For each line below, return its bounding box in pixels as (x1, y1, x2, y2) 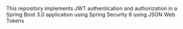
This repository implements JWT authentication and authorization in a (6, 5, 178, 12)
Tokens (6, 17, 24, 24)
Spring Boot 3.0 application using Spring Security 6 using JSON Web (6, 11, 176, 18)
